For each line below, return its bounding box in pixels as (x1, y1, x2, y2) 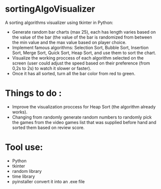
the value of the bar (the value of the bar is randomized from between (12, 34, 152, 40)
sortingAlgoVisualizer (5, 3, 96, 15)
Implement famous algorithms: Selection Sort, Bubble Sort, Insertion (12, 44, 149, 50)
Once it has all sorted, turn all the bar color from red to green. (12, 70, 136, 76)
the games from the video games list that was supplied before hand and (12, 119, 157, 125)
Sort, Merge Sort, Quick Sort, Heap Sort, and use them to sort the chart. (12, 50, 157, 56)
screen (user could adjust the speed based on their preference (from (12, 60, 150, 66)
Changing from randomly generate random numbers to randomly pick (12, 114, 152, 120)
